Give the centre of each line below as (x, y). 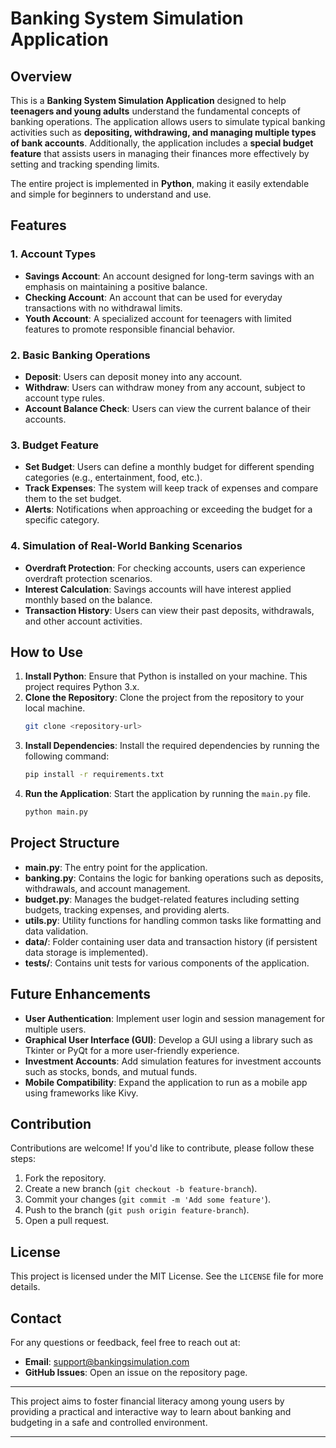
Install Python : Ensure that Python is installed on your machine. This (166, 676)
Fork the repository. (65, 1178)
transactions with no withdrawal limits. (103, 308)
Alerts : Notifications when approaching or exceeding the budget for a (168, 509)
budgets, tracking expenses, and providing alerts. (127, 909)
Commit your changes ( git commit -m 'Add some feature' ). (148, 1199)
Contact (36, 1318)
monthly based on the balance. (88, 599)
